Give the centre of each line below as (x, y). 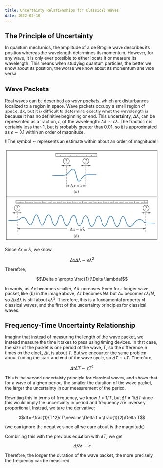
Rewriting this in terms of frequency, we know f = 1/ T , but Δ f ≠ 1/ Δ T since (79, 398)
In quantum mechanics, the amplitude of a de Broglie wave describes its (78, 48)
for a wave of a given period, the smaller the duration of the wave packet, (79, 383)
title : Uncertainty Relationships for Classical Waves (62, 10)
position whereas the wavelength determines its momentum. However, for (79, 53)
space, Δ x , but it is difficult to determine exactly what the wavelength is (77, 111)
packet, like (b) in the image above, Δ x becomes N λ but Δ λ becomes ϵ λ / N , (80, 293)
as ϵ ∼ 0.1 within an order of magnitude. (45, 132)
